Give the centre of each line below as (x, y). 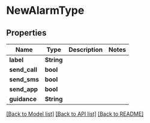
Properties (26, 33)
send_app (23, 89)
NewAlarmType (45, 11)
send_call (23, 70)
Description (86, 50)
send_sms (24, 79)
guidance (23, 99)
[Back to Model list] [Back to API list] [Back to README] (75, 114)
